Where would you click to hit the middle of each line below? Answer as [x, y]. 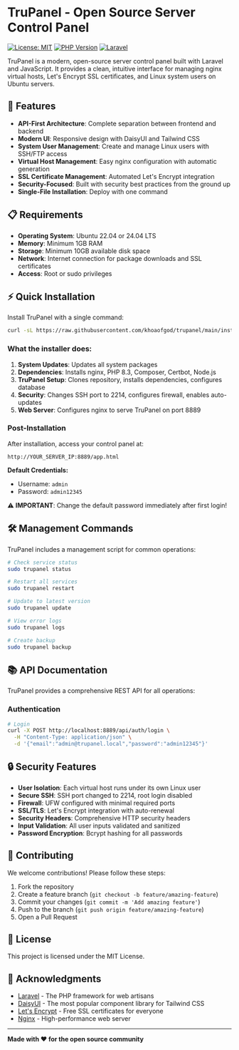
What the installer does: [50, 349]
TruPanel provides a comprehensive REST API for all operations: [101, 691]
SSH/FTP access [42, 153]
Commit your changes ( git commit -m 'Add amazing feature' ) [109, 902]
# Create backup [31, 640]
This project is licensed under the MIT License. [76, 957]
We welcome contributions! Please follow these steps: [86, 873]
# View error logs [34, 621]
